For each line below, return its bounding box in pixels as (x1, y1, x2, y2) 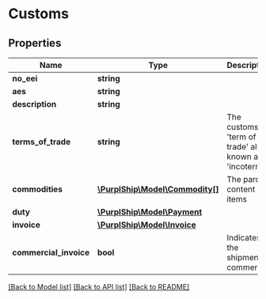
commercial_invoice (12, 247, 90, 258)
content (226, 184, 256, 195)
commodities (12, 184, 63, 195)
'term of (226, 131, 256, 142)
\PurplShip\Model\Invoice (97, 219, 196, 230)
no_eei (12, 73, 38, 84)
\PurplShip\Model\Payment (97, 206, 203, 218)
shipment (226, 252, 261, 263)
